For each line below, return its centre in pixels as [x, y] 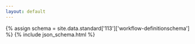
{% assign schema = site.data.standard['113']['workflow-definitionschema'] [98, 28]
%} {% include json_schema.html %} [50, 34]
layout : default [25, 11]
